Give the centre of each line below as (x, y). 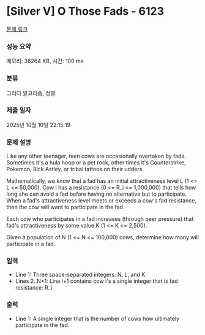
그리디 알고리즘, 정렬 (31, 93)
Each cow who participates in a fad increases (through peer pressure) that (100, 219)
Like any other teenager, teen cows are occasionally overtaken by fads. (96, 156)
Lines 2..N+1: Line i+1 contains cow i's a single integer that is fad (97, 281)
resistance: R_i (34, 288)
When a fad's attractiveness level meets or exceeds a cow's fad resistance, (102, 201)
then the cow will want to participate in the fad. (65, 207)
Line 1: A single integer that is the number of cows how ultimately (97, 318)
